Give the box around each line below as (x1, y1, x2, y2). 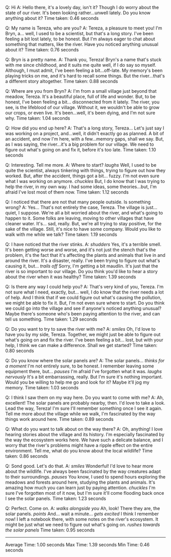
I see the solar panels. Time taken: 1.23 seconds (5, 495, 106, 501)
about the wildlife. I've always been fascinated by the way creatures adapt (5, 468, 161, 474)
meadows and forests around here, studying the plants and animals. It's (5, 479, 155, 485)
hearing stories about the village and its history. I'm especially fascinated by (5, 432, 164, 437)
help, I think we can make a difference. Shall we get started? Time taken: (5, 342, 158, 348)
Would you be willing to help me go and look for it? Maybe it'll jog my (5, 379, 150, 385)
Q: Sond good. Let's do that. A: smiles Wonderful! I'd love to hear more (5, 463, 154, 469)
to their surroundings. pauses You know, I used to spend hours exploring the (5, 474, 166, 480)
